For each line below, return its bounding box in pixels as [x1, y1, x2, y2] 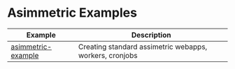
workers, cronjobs [78, 50, 138, 60]
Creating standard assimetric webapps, [78, 42, 208, 52]
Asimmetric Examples [7, 5, 138, 21]
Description [131, 30, 171, 40]
